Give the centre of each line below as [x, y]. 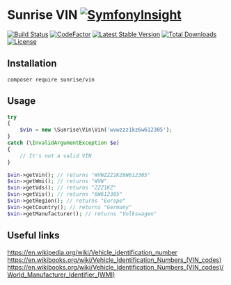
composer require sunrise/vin [51, 79]
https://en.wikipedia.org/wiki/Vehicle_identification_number [92, 252]
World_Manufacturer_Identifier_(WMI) [61, 275]
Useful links [34, 236]
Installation [32, 64]
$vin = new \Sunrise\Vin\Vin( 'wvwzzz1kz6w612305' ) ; [96, 130]
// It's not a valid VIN [56, 156]
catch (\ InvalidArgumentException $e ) [63, 143]
